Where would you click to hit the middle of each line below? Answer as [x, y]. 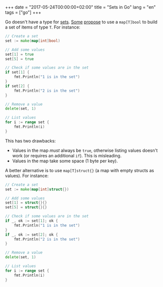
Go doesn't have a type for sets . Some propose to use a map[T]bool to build [81, 22]
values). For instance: [27, 176]
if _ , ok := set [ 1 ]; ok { [31, 221]
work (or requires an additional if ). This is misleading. [67, 155]
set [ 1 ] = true [20, 54]
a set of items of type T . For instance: [43, 27]
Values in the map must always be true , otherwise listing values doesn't [85, 150]
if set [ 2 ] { [17, 86]
